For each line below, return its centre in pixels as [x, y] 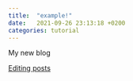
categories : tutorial [44, 30]
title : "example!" [40, 15]
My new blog [30, 53]
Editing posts [30, 68]
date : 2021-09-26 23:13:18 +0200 [67, 23]
